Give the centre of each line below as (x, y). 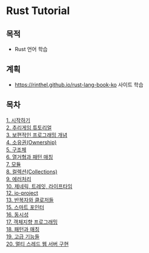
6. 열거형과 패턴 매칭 (30, 157)
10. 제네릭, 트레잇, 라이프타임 (39, 186)
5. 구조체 (16, 149)
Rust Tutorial (38, 11)
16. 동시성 (17, 214)
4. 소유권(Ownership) (32, 142)
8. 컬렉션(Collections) (32, 171)
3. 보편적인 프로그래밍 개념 (37, 135)
